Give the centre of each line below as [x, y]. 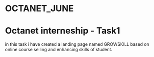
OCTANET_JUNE [39, 9]
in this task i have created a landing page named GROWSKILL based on [77, 44]
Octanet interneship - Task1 [63, 31]
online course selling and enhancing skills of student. [59, 50]
